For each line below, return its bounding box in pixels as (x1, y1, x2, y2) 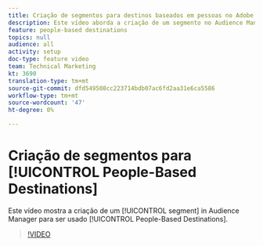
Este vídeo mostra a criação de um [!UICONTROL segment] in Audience (8, 205, 240, 215)
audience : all (8, 41, 55, 49)
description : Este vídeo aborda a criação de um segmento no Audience (8, 19, 243, 27)
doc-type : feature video (8, 56, 89, 63)
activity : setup (8, 48, 61, 56)
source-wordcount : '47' (8, 99, 86, 107)
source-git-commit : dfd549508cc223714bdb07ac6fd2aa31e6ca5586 (8, 84, 215, 92)
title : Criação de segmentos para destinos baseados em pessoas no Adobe (8, 11, 254, 20)
